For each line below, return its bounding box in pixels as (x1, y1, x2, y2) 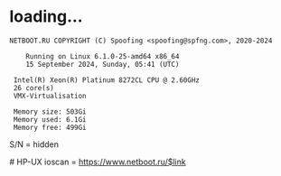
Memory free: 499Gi (13, 123, 88, 132)
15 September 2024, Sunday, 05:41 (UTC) (25, 60, 180, 69)
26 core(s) (13, 83, 54, 92)
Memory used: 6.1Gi (13, 115, 88, 124)
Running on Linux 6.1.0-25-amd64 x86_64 (25, 51, 180, 60)
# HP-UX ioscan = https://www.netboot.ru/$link (9, 156, 187, 167)
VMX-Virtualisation (13, 91, 88, 100)
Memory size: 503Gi (13, 107, 88, 116)
